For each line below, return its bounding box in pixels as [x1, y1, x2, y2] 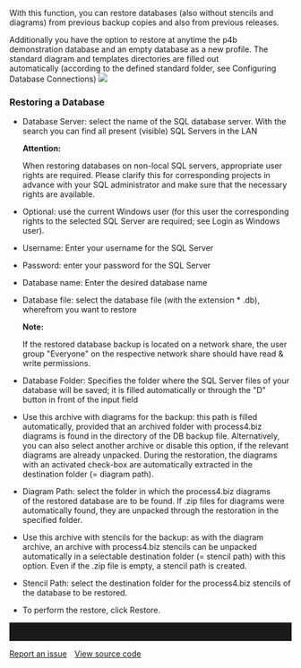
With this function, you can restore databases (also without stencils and [9, 8, 274, 18]
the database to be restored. [21, 587, 128, 598]
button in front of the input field [21, 394, 139, 406]
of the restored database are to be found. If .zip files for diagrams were [21, 496, 285, 507]
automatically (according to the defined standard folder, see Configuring [9, 63, 277, 73]
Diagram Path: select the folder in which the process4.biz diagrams [21, 486, 271, 497]
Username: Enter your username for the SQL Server [21, 243, 214, 253]
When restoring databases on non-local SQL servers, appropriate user [21, 160, 283, 171]
